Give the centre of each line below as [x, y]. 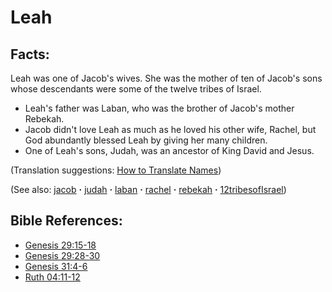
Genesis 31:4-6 [56, 266]
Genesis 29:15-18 [60, 245]
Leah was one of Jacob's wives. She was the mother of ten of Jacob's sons [166, 78]
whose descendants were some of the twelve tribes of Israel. [136, 89]
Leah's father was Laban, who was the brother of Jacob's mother [159, 108]
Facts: [30, 54]
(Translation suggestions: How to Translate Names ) [116, 170]
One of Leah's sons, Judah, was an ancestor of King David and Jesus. [169, 150]
